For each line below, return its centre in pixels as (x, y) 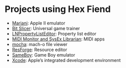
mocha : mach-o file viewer (40, 44)
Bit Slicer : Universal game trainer (46, 28)
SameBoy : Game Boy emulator (44, 55)
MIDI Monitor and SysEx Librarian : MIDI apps (58, 39)
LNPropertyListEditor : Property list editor (54, 33)
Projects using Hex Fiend (58, 9)
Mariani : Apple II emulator (39, 23)
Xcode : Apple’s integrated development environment (66, 60)
